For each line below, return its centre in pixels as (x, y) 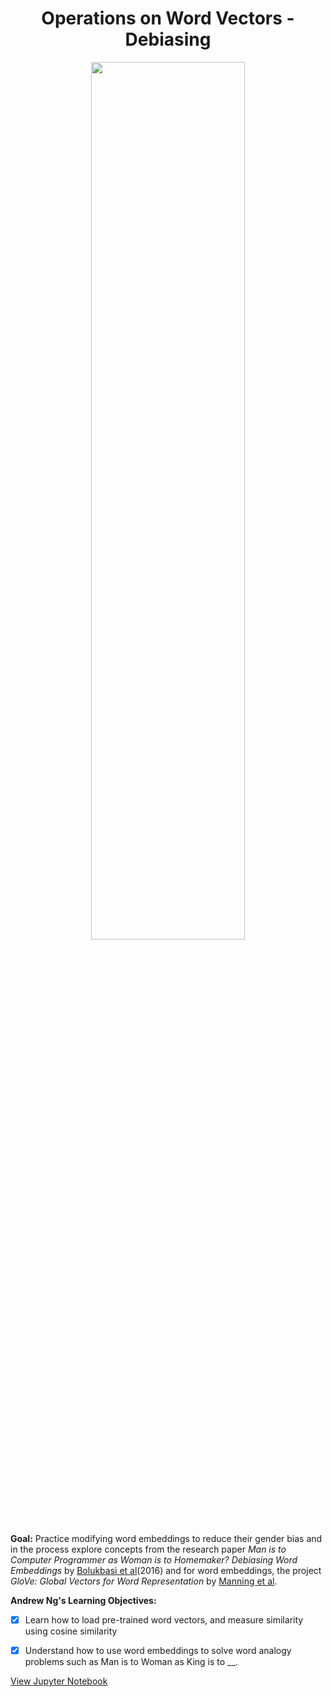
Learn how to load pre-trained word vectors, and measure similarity (164, 1619)
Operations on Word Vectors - (168, 18)
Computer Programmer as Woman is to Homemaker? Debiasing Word (154, 1559)
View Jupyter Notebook (59, 1681)
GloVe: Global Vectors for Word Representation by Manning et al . (144, 1581)
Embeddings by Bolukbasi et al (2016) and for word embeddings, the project (166, 1570)
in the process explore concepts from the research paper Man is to (148, 1549)
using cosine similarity (71, 1631)
